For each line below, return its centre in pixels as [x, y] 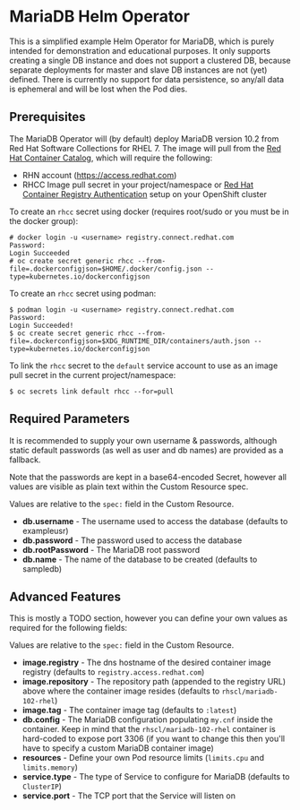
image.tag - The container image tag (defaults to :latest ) [129, 711]
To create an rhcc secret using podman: [83, 293]
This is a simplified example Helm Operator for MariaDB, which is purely [142, 41]
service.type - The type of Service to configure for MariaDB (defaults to [156, 777]
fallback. [25, 460]
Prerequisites [47, 117]
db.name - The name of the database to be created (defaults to [140, 559]
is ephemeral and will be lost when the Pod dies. [99, 89]
